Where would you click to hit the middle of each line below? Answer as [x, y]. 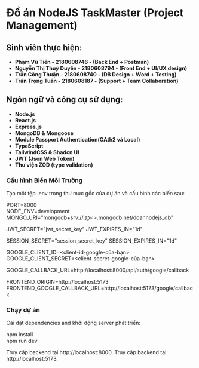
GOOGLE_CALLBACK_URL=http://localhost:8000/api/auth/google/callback [98, 270]
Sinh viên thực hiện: [44, 47]
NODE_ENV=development [38, 211]
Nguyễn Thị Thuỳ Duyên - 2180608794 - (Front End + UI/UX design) [101, 68]
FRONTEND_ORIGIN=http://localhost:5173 [57, 282]
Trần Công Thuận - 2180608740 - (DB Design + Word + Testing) [96, 74]
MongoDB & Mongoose [44, 133]
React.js [25, 120]
